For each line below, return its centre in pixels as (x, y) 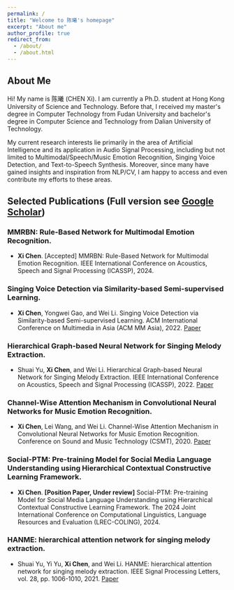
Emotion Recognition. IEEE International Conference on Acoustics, (112, 263)
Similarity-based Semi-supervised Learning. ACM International (107, 320)
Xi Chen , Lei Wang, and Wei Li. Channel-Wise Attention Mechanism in (118, 427)
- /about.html (34, 53)
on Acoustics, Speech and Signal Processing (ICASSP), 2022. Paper (115, 384)
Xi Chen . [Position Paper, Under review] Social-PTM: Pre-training (112, 492)
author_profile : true (39, 33)
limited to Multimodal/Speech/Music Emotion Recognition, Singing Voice (111, 157)
